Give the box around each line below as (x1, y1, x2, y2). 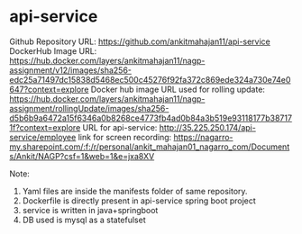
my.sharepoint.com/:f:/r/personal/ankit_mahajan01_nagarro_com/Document (9, 141, 290, 152)
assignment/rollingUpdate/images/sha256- (9, 103, 169, 113)
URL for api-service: (82, 121, 158, 132)
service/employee (9, 131, 77, 142)
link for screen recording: (78, 131, 172, 142)
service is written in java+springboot (22, 204, 159, 215)
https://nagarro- (173, 131, 233, 142)
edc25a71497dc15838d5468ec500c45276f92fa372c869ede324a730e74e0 (9, 74, 291, 85)
